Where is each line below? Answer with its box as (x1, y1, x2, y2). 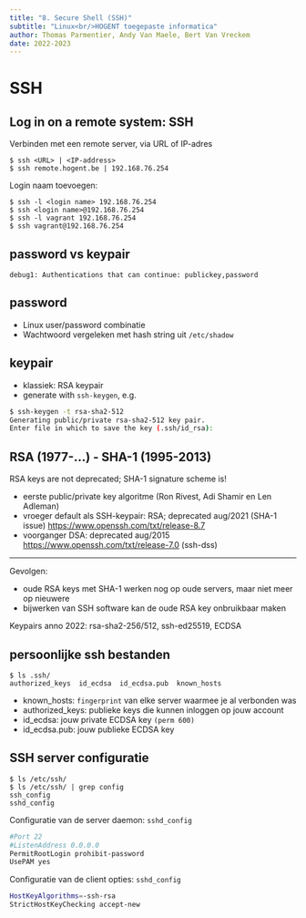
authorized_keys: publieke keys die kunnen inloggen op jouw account (22, 704, 284, 716)
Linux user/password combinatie (22, 319, 146, 330)
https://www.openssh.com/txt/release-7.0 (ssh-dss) (22, 540, 219, 551)
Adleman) (22, 500, 60, 511)
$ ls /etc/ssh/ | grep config (9, 782, 125, 791)
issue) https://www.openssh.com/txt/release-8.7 (22, 521, 206, 531)
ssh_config (9, 790, 51, 799)
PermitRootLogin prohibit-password (9, 849, 145, 858)
